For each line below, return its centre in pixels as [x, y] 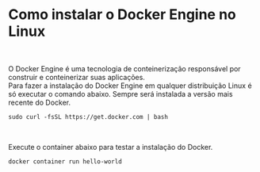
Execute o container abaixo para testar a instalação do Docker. [111, 147]
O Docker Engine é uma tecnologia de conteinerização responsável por [124, 68]
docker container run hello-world [65, 161]
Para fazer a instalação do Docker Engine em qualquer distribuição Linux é [130, 86]
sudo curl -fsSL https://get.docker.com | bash [88, 117]
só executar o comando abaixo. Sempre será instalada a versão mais [120, 94]
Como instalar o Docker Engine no [122, 15]
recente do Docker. [40, 102]
